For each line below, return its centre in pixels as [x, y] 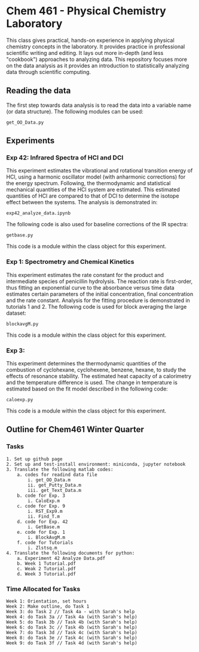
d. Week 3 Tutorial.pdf [47, 574]
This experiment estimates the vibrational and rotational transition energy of [99, 171]
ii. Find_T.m [44, 516]
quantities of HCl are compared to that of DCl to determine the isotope [93, 196]
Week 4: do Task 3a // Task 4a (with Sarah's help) [72, 617]
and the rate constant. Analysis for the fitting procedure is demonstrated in [98, 300]
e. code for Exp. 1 [41, 532]
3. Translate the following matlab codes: [60, 469]
